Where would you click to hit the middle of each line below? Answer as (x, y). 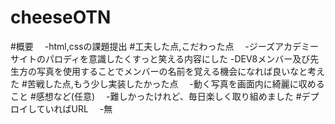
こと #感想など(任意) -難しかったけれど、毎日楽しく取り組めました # (156, 96)
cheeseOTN (61, 17)
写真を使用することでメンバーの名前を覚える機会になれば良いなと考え (181, 71)
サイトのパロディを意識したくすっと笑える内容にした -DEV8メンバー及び (160, 58)
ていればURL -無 (74, 108)
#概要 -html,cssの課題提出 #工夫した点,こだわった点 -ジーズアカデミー (165, 46)
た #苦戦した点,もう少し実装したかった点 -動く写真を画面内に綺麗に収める (167, 83)
